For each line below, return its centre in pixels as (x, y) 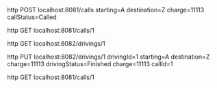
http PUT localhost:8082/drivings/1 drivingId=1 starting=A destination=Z (108, 57)
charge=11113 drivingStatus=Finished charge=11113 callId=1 (90, 64)
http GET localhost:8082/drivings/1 (56, 43)
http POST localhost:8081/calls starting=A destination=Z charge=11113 (106, 10)
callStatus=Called (32, 17)
